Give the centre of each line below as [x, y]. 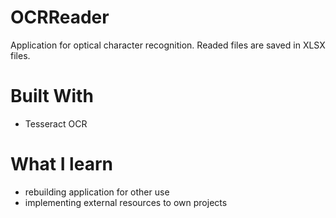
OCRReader [60, 17]
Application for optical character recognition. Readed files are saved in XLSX [168, 45]
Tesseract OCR [56, 123]
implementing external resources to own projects [126, 202]
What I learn [61, 164]
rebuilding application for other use [97, 192]
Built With [52, 96]
